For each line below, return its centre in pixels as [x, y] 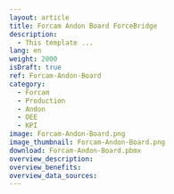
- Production [41, 101]
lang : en [25, 51]
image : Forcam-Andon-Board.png [67, 134]
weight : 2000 [33, 59]
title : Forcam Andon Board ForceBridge [83, 26]
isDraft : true [36, 68]
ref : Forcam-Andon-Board [55, 76]
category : [28, 84]
